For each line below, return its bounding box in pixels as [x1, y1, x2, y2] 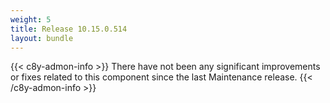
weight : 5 [10, 14, 52, 25]
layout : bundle [10, 33, 74, 43]
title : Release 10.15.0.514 [10, 24, 128, 34]
